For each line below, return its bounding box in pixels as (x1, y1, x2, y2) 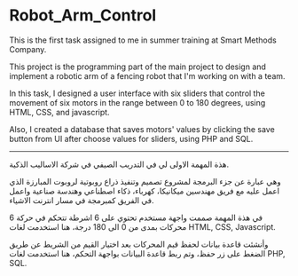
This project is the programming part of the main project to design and (9, 61, 266, 72)
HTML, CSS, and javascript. (9, 106, 110, 117)
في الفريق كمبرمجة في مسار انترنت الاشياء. (9, 194, 154, 205)
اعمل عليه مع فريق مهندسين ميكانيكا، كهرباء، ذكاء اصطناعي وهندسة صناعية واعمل (9, 185, 280, 196)
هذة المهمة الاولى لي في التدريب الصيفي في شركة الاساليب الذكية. (9, 159, 230, 170)
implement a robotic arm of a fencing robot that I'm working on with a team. (9, 70, 286, 81)
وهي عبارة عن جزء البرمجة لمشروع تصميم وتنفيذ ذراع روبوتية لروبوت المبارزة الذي (9, 176, 281, 186)
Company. (9, 43, 47, 54)
